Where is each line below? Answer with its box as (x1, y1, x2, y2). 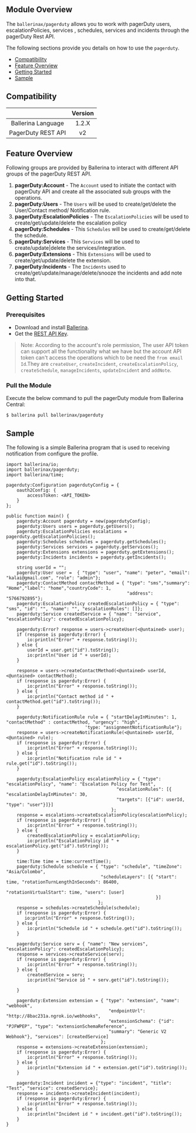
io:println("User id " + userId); (27, 652, 111, 659)
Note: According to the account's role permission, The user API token (20, 342, 189, 349)
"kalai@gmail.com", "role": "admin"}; (6, 575, 101, 581)
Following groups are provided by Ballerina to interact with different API (6, 164, 179, 171)
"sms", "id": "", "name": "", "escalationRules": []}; (6, 606, 143, 612)
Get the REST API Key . (14, 330, 69, 338)
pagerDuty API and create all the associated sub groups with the (14, 188, 171, 195)
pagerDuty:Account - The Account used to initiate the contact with (14, 182, 177, 189)
